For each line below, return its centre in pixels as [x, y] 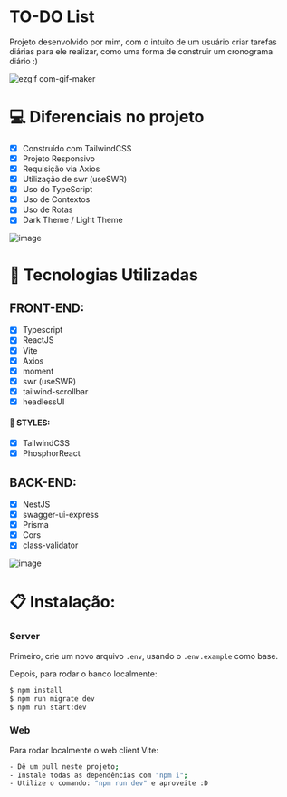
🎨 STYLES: [30, 423]
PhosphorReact [52, 453]
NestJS [36, 504]
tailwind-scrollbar [55, 391]
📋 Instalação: [62, 602]
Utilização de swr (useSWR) [75, 180]
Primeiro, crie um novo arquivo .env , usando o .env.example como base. [144, 656]
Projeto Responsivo [58, 158]
